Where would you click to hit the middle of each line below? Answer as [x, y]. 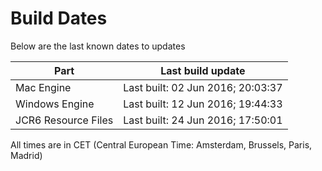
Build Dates [59, 18]
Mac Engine [43, 87]
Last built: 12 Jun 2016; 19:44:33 [203, 104]
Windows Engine [55, 104]
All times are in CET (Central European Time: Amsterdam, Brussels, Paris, [161, 144]
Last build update [203, 70]
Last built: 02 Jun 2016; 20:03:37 [203, 87]
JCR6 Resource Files [64, 120]
